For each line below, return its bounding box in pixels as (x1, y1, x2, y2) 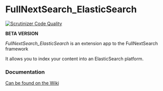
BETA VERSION (5, 30, 38, 36)
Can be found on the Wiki (5, 80, 59, 86)
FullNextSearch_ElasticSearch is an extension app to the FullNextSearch (5, 40, 158, 47)
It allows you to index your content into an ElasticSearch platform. (5, 55, 144, 62)
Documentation (5, 68, 45, 75)
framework (5, 45, 29, 52)
